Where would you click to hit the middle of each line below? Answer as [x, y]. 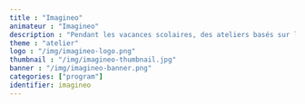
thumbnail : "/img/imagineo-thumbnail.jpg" [93, 60]
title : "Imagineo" [46, 18]
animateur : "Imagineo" [54, 26]
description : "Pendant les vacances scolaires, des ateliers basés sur [150, 34]
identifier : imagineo [50, 85]
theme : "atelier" [44, 43]
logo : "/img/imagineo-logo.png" [73, 52]
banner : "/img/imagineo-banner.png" [81, 69]
